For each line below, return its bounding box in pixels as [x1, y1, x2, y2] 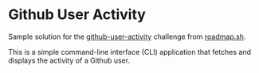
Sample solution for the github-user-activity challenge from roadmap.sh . [8, 32, 246, 41]
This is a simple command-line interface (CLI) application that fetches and [8, 47, 252, 56]
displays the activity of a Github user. [8, 56, 130, 65]
